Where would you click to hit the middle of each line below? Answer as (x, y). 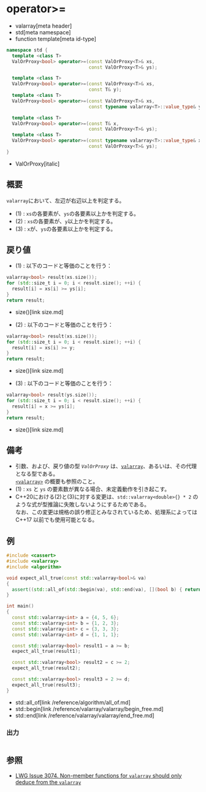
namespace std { (27, 50)
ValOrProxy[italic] (37, 164)
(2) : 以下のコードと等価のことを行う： (64, 324)
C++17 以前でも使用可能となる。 (56, 520)
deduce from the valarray (48, 782)
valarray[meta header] (44, 26)
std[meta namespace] (43, 32)
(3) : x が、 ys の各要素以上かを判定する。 (66, 229)
